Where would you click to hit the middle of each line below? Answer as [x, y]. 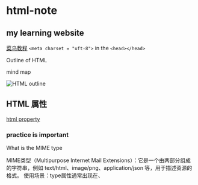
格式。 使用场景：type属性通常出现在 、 [55, 175]
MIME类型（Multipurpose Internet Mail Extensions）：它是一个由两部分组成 [99, 160]
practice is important [38, 135]
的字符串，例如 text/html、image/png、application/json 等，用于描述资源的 [99, 168]
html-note [32, 11]
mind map [19, 72]
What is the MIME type [34, 148]
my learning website [45, 33]
